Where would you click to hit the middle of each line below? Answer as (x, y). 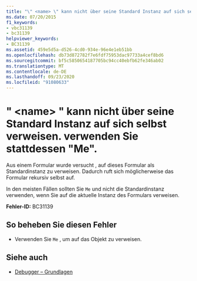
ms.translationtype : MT (35, 66)
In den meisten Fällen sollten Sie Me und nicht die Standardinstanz (85, 189)
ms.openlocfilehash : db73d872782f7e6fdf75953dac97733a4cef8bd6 (85, 55)
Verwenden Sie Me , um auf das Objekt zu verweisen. (78, 239)
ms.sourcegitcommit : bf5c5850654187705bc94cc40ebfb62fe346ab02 (85, 60)
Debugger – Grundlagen (44, 272)
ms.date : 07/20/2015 (31, 17)
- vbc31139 (19, 28)
